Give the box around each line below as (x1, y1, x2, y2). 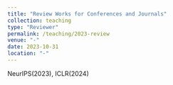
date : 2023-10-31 (7, 43, 59, 50)
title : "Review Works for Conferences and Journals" (7, 10, 167, 18)
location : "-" (7, 50, 50, 57)
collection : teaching (7, 17, 72, 24)
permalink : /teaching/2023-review (7, 30, 110, 38)
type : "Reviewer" (7, 23, 59, 30)
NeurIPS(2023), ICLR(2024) (7, 69, 89, 78)
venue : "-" (7, 37, 40, 44)
